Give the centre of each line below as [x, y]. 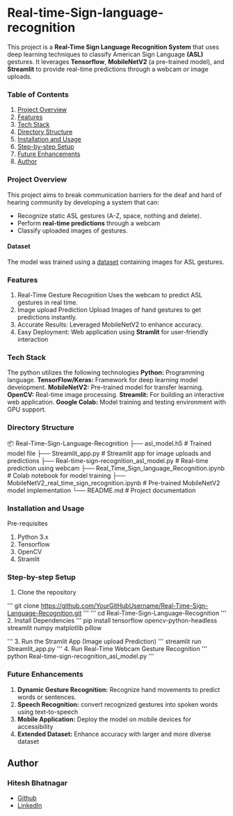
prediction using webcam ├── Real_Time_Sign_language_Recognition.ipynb [116, 468]
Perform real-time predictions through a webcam [89, 223]
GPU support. [27, 409]
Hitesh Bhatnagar [38, 783]
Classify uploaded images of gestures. [73, 230]
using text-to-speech [48, 712]
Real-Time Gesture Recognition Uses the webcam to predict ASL [110, 295]
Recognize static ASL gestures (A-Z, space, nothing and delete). [109, 215]
